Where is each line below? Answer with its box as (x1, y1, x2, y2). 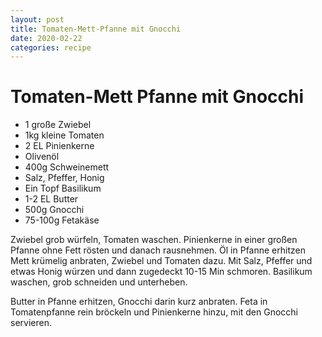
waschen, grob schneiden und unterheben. (10, 276, 188, 288)
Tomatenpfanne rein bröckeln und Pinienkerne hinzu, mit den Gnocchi (10, 306, 299, 318)
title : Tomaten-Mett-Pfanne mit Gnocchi (10, 24, 182, 34)
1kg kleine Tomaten (24, 129, 105, 141)
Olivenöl (24, 151, 60, 163)
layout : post (10, 14, 65, 25)
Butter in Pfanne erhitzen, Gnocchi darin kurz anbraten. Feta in (10, 296, 268, 308)
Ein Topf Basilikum (24, 182, 102, 195)
